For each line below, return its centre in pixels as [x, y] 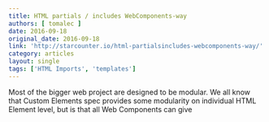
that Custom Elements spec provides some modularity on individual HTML [132, 100]
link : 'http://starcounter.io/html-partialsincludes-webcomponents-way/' [136, 46]
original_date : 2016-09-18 [54, 39]
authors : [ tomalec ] [45, 24]
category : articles [41, 54]
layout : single [34, 62]
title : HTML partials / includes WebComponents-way [98, 16]
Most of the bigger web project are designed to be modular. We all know [129, 92]
